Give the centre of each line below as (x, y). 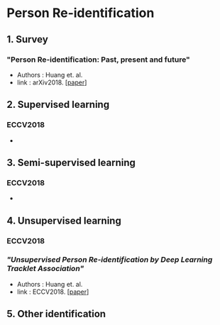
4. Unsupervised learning (64, 220)
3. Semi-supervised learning (71, 162)
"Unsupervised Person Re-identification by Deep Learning (110, 260)
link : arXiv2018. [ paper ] (52, 82)
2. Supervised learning (58, 105)
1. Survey (28, 39)
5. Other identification (56, 314)
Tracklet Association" (45, 269)
